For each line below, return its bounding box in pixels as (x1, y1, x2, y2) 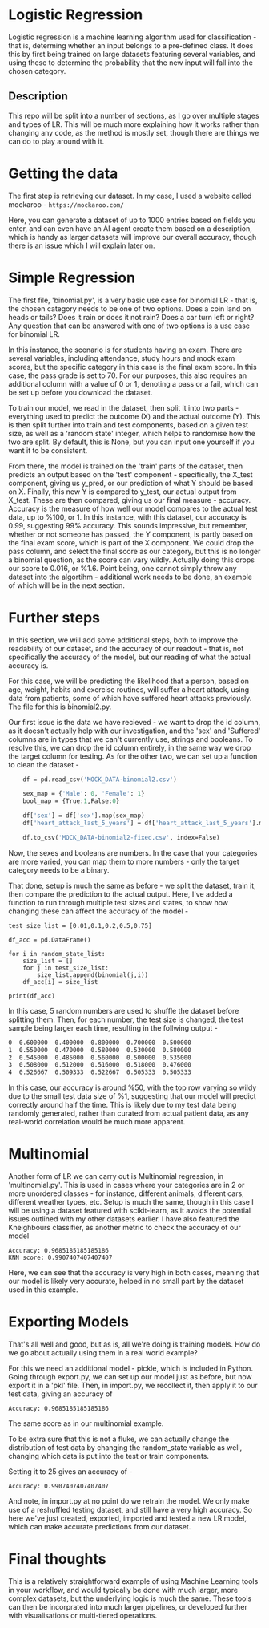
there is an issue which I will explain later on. (8, 241, 155, 250)
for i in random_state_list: (8, 950, 106, 958)
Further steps (8, 608, 101, 626)
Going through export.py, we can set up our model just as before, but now (8, 1372, 252, 1382)
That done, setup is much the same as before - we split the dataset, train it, (8, 881, 256, 890)
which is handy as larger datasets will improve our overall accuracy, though (8, 232, 257, 241)
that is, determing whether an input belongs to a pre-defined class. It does (8, 40, 254, 50)
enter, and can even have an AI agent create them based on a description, (8, 223, 252, 233)
